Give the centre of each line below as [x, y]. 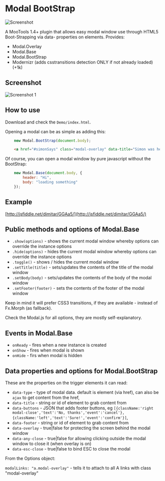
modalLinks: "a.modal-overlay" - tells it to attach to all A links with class [78, 468]
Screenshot [23, 83]
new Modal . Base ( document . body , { [48, 173]
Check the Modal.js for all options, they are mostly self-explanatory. [74, 318]
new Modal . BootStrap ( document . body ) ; [53, 141]
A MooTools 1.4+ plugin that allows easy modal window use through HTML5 [82, 31]
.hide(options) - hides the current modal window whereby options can [84, 252]
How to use [23, 110]
